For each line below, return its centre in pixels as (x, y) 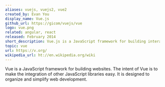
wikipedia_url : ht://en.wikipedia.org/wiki (50, 55)
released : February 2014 (30, 37)
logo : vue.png (20, 28)
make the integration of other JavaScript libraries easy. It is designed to (77, 74)
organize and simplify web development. (46, 79)
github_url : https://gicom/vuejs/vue (44, 23)
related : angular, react (30, 32)
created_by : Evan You (27, 14)
